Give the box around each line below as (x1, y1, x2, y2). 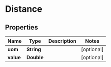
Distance (5, 3, 43, 15)
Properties (5, 23, 38, 32)
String (26, 46, 41, 53)
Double (26, 54, 44, 61)
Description (48, 38, 77, 44)
